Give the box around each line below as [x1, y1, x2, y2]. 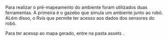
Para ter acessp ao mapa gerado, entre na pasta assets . [5, 30, 124, 36]
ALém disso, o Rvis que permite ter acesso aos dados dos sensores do [5, 15, 155, 21]
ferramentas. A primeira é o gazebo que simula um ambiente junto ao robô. [5, 10, 163, 16]
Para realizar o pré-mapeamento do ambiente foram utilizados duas [5, 5, 148, 10]
